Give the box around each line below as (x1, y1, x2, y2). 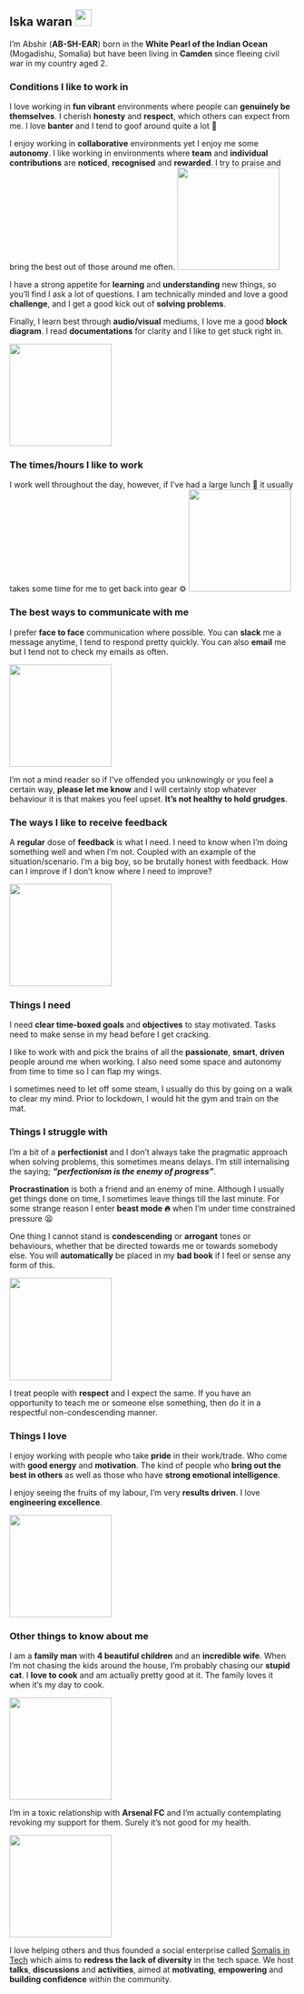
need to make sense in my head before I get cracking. (9, 1029, 211, 1040)
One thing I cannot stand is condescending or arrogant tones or (9, 1230, 251, 1242)
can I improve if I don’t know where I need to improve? (9, 866, 212, 876)
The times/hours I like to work (9, 458, 143, 471)
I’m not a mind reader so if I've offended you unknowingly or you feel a (9, 774, 274, 785)
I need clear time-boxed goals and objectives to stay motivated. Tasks (9, 1020, 277, 1031)
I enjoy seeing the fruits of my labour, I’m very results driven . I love (9, 1486, 260, 1497)
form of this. (9, 1259, 56, 1270)
